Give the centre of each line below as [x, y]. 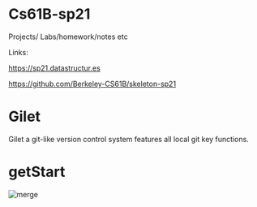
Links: [18, 52]
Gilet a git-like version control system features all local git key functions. [128, 139]
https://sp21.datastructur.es [55, 68]
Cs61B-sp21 [49, 14]
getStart [37, 172]
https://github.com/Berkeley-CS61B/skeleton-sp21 [92, 84]
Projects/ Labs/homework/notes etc [68, 37]
